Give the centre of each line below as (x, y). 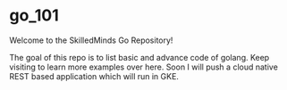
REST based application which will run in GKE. (94, 76)
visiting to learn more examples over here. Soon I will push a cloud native (144, 67)
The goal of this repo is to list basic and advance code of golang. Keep (139, 57)
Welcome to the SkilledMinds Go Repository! (91, 40)
